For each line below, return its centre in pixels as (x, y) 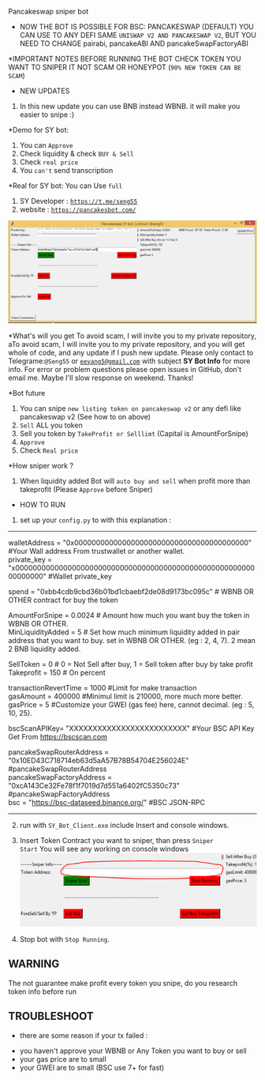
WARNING (34, 964)
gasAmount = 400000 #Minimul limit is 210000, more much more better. (125, 696)
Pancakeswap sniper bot (49, 11)
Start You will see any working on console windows (104, 849)
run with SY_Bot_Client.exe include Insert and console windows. (124, 825)
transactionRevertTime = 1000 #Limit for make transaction (103, 687)
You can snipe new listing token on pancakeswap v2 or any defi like (131, 408)
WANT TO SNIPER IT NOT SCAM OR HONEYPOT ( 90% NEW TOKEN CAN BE (125, 67)
